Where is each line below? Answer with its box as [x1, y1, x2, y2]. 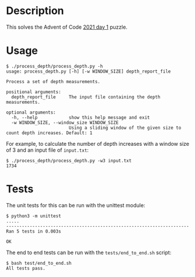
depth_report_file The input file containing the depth [11, 94, 161, 100]
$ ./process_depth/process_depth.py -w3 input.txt [6, 158, 132, 163]
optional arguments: [6, 110, 57, 115]
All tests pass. [6, 265, 46, 271]
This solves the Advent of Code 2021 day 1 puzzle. [6, 23, 128, 30]
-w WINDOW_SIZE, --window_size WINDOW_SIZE [11, 119, 119, 125]
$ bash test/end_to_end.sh [6, 260, 72, 266]
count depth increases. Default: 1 [6, 130, 93, 136]
